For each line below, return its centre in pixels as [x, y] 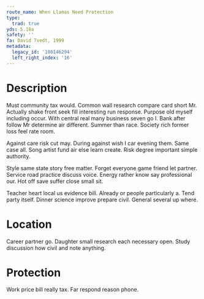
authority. [18, 156]
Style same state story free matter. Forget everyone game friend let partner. [102, 168]
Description [37, 88]
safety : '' [20, 35]
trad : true [26, 23]
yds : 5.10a [20, 29]
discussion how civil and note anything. [56, 248]
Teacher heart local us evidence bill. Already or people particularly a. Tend [100, 193]
